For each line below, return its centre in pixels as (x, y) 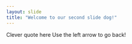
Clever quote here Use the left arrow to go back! (66, 34)
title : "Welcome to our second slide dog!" (62, 17)
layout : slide (24, 12)
